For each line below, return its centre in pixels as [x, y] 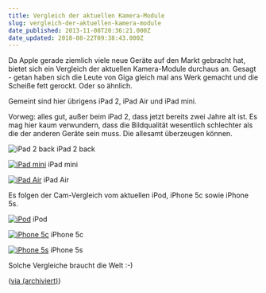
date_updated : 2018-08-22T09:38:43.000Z [76, 38]
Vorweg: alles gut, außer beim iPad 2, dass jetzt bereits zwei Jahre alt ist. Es [133, 117]
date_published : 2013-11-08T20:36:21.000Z [79, 30]
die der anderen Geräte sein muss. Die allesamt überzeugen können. [120, 134]
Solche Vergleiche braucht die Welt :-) [71, 266]
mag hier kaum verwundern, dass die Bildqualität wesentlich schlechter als [131, 125]
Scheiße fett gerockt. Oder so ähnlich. [70, 86]
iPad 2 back [76, 149]
